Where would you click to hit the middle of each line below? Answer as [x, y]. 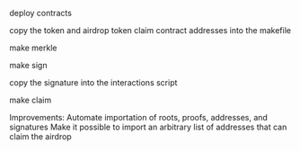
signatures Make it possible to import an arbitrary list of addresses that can [148, 127]
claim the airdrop [40, 137]
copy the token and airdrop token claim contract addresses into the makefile [150, 30]
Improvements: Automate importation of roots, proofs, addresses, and [138, 117]
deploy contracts [40, 13]
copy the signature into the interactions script [93, 83]
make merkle [33, 48]
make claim [31, 100]
